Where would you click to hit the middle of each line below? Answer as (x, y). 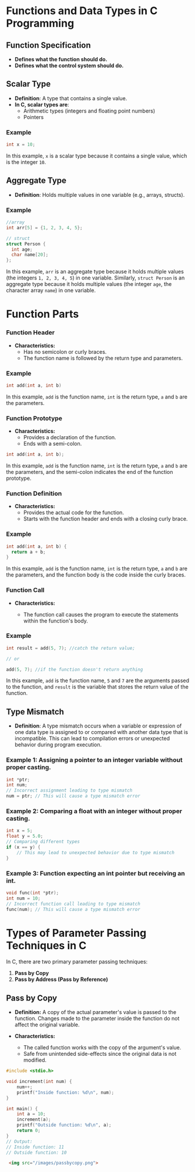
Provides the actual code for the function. (74, 513)
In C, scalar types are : (42, 104)
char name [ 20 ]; (30, 255)
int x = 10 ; (21, 145)
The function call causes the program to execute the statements (101, 614)
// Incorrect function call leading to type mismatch (73, 904)
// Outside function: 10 (36, 1153)
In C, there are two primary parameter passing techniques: (77, 962)
